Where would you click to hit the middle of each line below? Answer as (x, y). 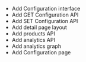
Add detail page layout (39, 27)
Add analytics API (33, 40)
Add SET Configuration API (45, 21)
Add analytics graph (36, 46)
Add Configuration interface (46, 9)
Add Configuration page (41, 52)
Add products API (33, 34)
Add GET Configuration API (45, 15)
